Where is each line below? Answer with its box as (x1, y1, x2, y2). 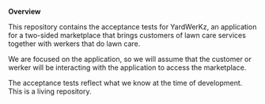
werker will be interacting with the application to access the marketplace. (8, 63, 247, 72)
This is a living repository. (8, 87, 92, 96)
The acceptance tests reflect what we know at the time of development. (8, 79, 243, 87)
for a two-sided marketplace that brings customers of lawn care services (8, 31, 247, 40)
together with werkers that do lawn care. (8, 39, 141, 48)
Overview (8, 7, 41, 16)
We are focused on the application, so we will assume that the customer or (8, 55, 252, 64)
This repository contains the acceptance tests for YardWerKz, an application (8, 22, 257, 31)
